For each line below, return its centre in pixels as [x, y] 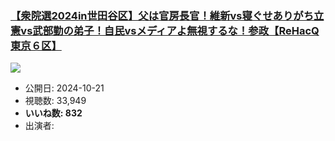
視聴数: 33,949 [55, 101]
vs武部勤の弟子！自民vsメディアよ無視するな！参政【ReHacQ [170, 30]
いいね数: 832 [53, 113]
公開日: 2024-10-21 [64, 88]
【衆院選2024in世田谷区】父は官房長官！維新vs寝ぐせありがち [162, 15]
